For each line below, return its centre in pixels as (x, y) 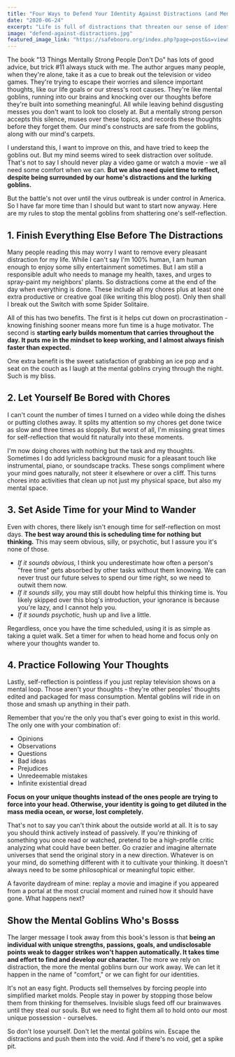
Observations (37, 746)
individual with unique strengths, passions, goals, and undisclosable (109, 945)
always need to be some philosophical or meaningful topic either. (101, 870)
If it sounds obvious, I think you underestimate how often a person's (115, 562)
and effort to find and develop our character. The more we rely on (104, 960)
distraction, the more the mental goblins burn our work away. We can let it (114, 967)
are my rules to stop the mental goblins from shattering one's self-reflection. (117, 213)
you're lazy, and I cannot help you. (67, 607)
